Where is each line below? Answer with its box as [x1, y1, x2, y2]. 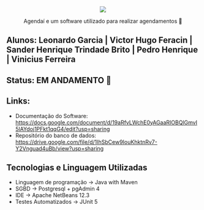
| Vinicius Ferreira [6, 54, 76, 65]
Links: [6, 96, 31, 107]
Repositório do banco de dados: [15, 132, 97, 139]
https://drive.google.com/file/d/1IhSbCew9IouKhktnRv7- [15, 138, 157, 146]
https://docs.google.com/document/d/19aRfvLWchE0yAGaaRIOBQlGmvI [15, 119, 198, 126]
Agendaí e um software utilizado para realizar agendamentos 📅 [23, 18, 183, 24]
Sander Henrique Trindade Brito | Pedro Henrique [6, 45, 198, 55]
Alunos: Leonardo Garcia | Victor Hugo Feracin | [6, 35, 193, 45]
